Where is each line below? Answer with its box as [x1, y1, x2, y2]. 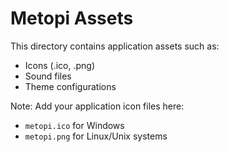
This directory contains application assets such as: [10, 40, 220, 52]
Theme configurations [24, 80, 117, 92]
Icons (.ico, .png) [24, 59, 96, 71]
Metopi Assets [10, 7, 134, 30]
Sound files [24, 70, 72, 82]
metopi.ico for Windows [24, 119, 125, 131]
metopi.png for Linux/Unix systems [24, 130, 168, 142]
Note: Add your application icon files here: [10, 100, 185, 112]
